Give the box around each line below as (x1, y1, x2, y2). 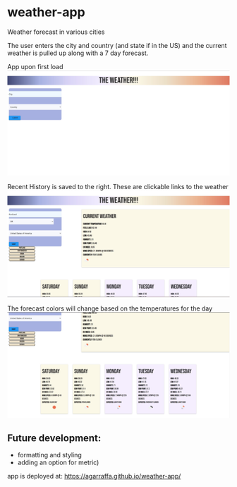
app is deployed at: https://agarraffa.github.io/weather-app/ (7, 472, 181, 481)
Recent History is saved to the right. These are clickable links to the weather (7, 183, 229, 191)
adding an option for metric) (17, 458, 99, 467)
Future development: (7, 432, 102, 444)
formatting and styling (17, 451, 83, 459)
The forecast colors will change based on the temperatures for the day (7, 304, 213, 313)
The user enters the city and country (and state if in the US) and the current (7, 41, 227, 49)
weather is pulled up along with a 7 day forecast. (7, 49, 149, 57)
